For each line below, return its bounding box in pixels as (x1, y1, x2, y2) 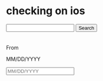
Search (78, 25, 95, 31)
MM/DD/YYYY (6, 55, 41, 63)
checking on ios (6, 4, 85, 18)
